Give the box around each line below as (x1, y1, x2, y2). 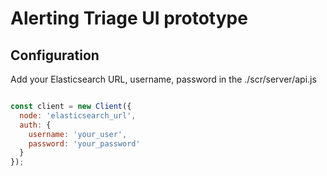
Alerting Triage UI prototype (10, 7, 248, 30)
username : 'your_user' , (28, 129, 128, 139)
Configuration (10, 47, 100, 64)
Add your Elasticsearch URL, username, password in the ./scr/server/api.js (10, 73, 317, 85)
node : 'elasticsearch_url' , (19, 110, 137, 121)
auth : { (19, 120, 52, 130)
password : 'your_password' (28, 138, 141, 149)
